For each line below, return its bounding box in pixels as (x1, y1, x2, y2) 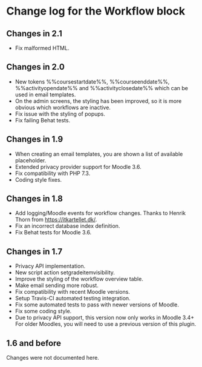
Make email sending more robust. (15, 282, 99, 289)
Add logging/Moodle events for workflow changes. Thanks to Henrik (15, 210, 186, 217)
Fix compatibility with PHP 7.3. (15, 170, 91, 177)
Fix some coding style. (15, 308, 72, 315)
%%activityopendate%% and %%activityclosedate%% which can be (15, 84, 189, 91)
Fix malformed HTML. (15, 44, 70, 51)
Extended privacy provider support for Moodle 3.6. (15, 163, 142, 170)
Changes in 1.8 (6, 194, 64, 204)
